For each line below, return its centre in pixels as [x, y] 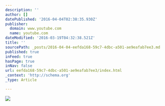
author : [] [17, 15]
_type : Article [21, 80]
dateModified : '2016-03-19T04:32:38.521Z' [50, 38]
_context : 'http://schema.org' [38, 75]
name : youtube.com [29, 33]
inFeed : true [19, 57]
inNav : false [19, 66]
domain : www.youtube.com [36, 29]
